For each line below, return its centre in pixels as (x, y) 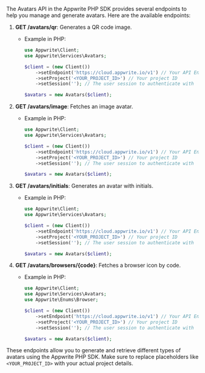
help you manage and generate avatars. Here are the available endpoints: (99, 15)
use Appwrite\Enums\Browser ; (61, 300)
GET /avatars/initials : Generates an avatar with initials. (84, 186)
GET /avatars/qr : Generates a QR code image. (74, 27)
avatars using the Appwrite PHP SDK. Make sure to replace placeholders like (103, 357)
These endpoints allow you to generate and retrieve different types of (94, 350)
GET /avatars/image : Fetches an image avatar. (74, 107)
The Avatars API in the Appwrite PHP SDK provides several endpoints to (97, 9)
